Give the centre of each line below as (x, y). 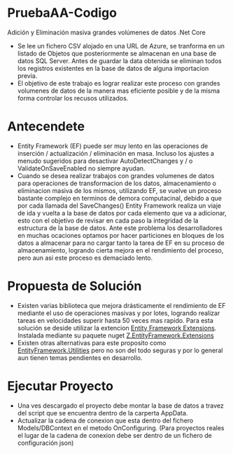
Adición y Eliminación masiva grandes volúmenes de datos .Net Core (107, 32)
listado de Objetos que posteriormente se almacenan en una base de (117, 53)
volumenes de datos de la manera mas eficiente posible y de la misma (119, 91)
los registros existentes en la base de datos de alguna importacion (113, 68)
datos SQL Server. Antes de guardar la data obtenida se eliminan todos (119, 60)
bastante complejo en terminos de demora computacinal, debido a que (120, 198)
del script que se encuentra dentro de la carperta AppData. (103, 413)
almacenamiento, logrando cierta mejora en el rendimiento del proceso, (120, 250)
